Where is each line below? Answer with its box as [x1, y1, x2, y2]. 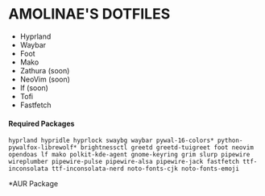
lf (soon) [19, 82, 48, 93]
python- [217, 136, 243, 145]
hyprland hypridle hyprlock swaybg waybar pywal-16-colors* [8, 136, 215, 145]
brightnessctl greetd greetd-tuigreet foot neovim [80, 144, 254, 152]
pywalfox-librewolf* [8, 144, 78, 152]
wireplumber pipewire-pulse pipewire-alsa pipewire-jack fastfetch [8, 158, 240, 166]
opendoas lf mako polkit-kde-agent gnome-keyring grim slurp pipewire [8, 151, 251, 159]
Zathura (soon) [19, 65, 70, 75]
